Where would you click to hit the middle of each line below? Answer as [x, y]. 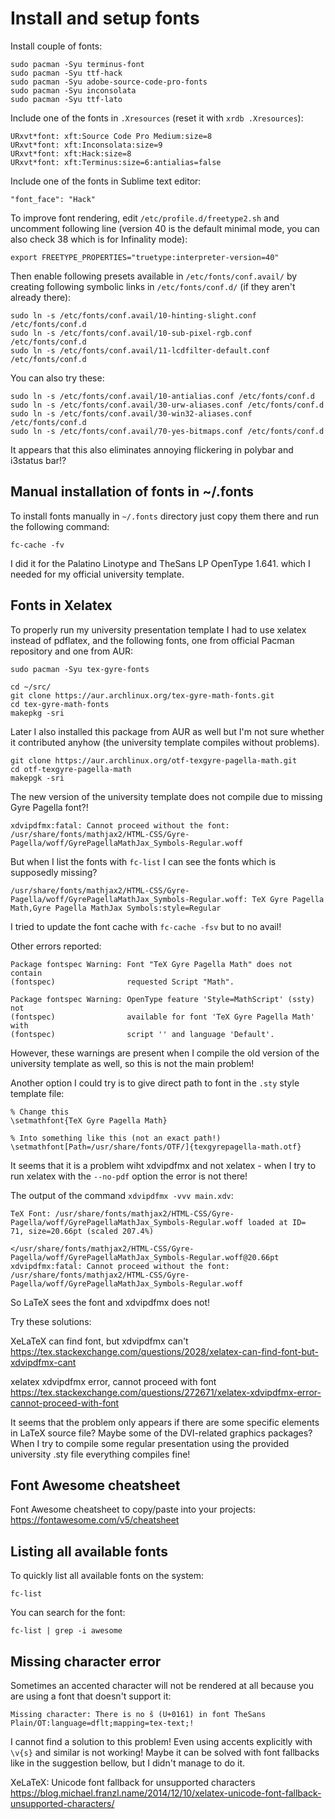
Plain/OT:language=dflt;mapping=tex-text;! [102, 1723]
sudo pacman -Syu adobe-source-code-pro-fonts [109, 82]
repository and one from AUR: [72, 651]
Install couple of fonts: [56, 46]
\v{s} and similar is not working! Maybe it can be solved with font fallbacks [165, 1752]
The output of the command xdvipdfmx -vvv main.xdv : [122, 1195]
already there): [41, 297]
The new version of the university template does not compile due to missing [166, 796]
